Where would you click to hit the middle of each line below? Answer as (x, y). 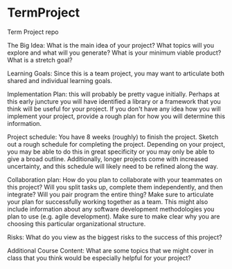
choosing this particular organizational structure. (77, 223)
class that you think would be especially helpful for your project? (99, 258)
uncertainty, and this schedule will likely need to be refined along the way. (113, 166)
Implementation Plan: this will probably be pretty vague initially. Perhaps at (114, 94)
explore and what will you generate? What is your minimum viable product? (114, 53)
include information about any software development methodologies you (111, 209)
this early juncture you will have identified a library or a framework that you (114, 101)
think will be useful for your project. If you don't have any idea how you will (114, 109)
